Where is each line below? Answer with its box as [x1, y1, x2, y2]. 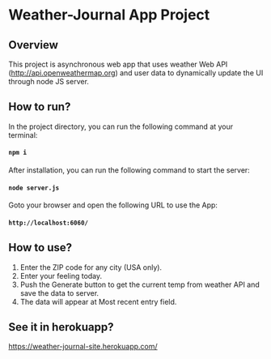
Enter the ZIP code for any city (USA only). [19, 262, 163, 272]
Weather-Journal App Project [8, 6, 210, 24]
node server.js [8, 184, 60, 192]
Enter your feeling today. [19, 271, 103, 280]
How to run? [8, 100, 71, 114]
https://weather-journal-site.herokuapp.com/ [8, 342, 158, 352]
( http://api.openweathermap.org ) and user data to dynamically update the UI [8, 68, 264, 78]
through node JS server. [8, 77, 89, 86]
